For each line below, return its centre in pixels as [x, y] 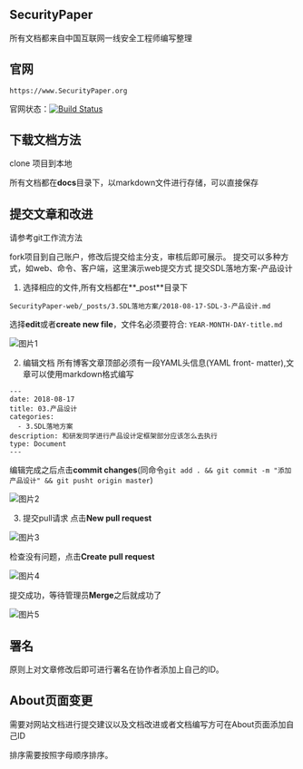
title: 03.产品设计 [44, 409]
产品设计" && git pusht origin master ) [82, 481]
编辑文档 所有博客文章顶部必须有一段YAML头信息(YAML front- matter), [154, 363]
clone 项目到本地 [41, 163]
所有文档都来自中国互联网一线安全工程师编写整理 [101, 38]
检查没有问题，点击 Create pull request [82, 557]
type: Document [38, 444]
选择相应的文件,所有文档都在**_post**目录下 [105, 287]
